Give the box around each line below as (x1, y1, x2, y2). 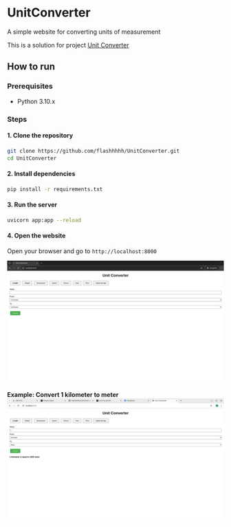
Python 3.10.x (16, 97, 56, 105)
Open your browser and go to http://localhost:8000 (7, 246, 157, 255)
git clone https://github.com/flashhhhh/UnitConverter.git (7, 147, 180, 154)
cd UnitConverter (7, 155, 57, 162)
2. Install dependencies (7, 170, 76, 178)
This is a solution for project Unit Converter (7, 41, 129, 49)
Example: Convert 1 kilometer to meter (7, 391, 119, 399)
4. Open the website (7, 232, 66, 240)
